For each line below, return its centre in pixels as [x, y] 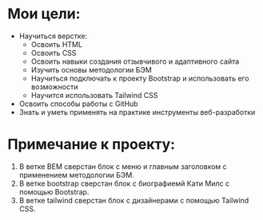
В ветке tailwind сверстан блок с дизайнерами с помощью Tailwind [134, 200]
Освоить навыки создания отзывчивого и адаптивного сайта [135, 61]
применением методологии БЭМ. [77, 175]
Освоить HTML [57, 44]
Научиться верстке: [53, 36]
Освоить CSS [54, 53]
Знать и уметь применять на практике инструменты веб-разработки [137, 112]
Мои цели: [44, 14]
